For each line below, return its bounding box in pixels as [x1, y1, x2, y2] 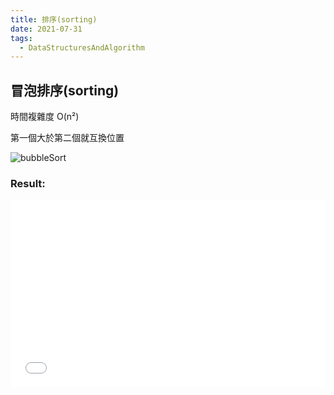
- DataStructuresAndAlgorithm [19, 42, 145, 53]
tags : [10, 33, 33, 43]
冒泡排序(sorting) [10, 82, 120, 99]
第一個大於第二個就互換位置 [10, 132, 125, 144]
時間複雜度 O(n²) [10, 111, 80, 123]
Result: [10, 176, 46, 190]
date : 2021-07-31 [10, 24, 83, 34]
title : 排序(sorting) [10, 14, 98, 25]
